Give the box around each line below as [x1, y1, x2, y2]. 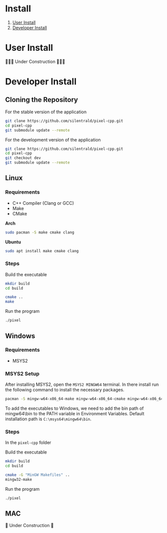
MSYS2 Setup [5, 370, 40, 377]
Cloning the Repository [5, 95, 78, 104]
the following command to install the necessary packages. [5, 387, 125, 393]
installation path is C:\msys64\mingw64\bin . [5, 416, 92, 422]
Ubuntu [5, 239, 21, 245]
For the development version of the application [5, 137, 101, 143]
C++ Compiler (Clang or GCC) [12, 200, 75, 206]
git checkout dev [5, 155, 41, 160]
